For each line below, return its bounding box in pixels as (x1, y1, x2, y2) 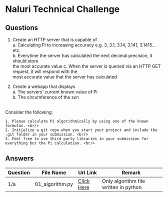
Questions (5, 23, 38, 32)
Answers (5, 154, 34, 163)
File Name (41, 169, 66, 176)
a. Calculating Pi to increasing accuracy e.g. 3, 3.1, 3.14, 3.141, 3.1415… (12, 42, 156, 48)
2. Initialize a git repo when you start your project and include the (5, 127, 157, 132)
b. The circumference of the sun (12, 94, 79, 100)
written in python (101, 183, 142, 190)
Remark (121, 169, 141, 176)
